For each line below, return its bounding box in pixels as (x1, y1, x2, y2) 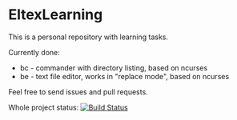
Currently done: (8, 47, 60, 57)
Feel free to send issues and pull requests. (8, 86, 148, 97)
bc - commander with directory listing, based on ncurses (19, 62, 208, 73)
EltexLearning (8, 6, 103, 24)
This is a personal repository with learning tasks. (8, 32, 169, 42)
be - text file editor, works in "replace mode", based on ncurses (19, 71, 230, 81)
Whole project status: (8, 102, 79, 112)
